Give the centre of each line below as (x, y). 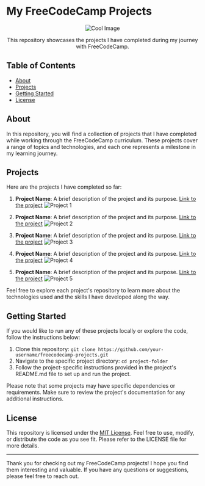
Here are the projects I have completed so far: (64, 187)
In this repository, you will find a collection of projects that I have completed (102, 134)
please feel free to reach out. (43, 476)
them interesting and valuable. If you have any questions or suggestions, (98, 470)
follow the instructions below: (43, 338)
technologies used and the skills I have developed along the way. (88, 297)
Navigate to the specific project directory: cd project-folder (92, 361)
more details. (23, 446)
